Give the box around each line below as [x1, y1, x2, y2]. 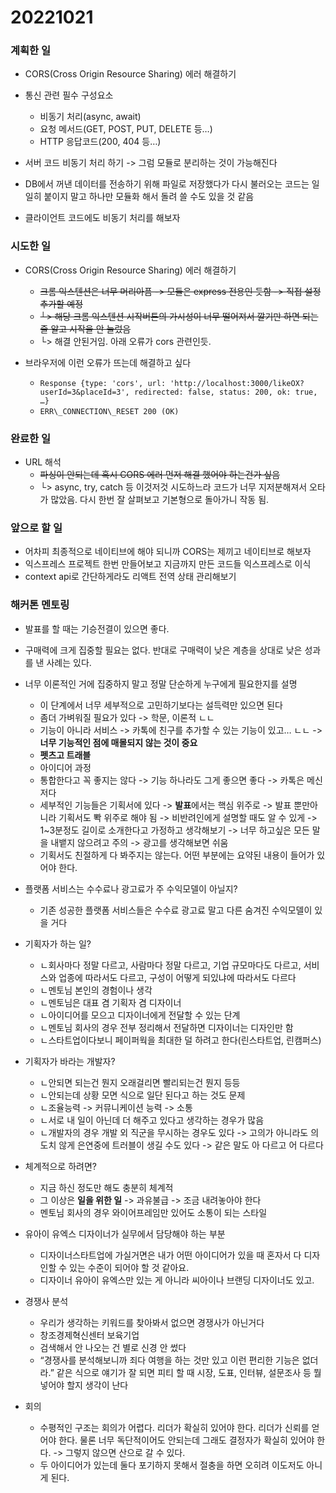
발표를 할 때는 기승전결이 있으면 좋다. [24, 622, 170, 635]
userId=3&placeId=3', [39, 387, 130, 397]
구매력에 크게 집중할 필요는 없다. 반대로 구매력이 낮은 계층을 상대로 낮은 [24, 644, 303, 656]
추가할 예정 [39, 297, 83, 310]
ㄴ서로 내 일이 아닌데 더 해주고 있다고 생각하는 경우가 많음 [39, 1114, 265, 1126]
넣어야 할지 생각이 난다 [39, 1379, 129, 1391]
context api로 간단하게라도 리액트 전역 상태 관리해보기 [24, 571, 237, 583]
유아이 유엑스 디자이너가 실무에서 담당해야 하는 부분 [24, 1227, 226, 1240]
